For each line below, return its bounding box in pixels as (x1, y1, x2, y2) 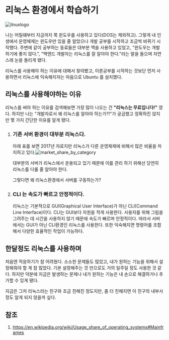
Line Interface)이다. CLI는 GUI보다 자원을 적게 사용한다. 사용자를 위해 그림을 (12, 209, 163, 215)
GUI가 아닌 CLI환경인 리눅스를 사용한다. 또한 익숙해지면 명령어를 (26, 222, 152, 228)
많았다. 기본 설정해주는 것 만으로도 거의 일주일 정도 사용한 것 (38, 265, 157, 271)
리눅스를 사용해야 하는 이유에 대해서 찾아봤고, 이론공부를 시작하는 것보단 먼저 (5, 67, 156, 73)
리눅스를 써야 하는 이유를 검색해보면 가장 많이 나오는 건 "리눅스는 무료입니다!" (5, 104, 157, 110)
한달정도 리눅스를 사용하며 (5, 244, 81, 253)
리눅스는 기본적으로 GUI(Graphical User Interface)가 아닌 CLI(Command (12, 203, 158, 209)
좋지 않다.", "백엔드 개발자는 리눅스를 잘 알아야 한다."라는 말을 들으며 (18, 51, 152, 57)
